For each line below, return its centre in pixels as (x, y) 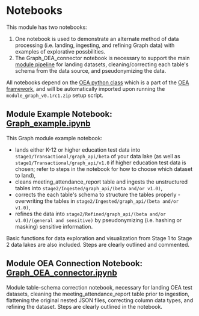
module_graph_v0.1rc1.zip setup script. (55, 95)
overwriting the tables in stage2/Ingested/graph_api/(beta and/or (97, 201)
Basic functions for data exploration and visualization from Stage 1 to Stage (99, 238)
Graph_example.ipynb (49, 124)
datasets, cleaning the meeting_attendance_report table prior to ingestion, (98, 294)
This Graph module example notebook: (54, 138)
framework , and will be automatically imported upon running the (86, 88)
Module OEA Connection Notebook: (75, 263)
